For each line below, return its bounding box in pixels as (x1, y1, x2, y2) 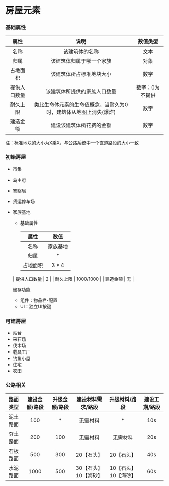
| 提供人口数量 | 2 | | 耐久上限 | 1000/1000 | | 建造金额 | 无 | (12, 276, 134, 282)
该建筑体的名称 (63, 48, 99, 55)
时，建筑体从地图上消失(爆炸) (46, 109, 116, 116)
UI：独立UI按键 (20, 303, 51, 310)
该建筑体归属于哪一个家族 (51, 58, 112, 65)
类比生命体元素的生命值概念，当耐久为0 (34, 101, 128, 108)
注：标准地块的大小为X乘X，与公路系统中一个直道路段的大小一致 (5, 140, 139, 146)
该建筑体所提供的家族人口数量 (46, 88, 117, 95)
